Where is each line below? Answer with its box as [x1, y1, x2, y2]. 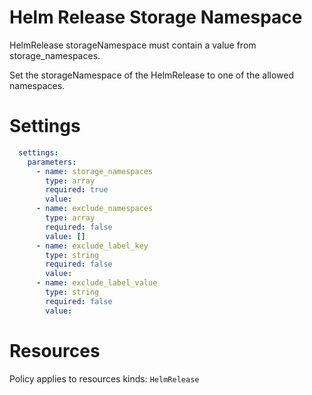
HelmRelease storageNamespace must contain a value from [9, 39, 257, 51]
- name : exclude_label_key [35, 241, 149, 251]
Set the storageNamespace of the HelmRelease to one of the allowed [9, 69, 295, 81]
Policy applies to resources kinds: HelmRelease [9, 372, 200, 385]
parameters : [27, 157, 77, 167]
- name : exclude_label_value [35, 278, 158, 288]
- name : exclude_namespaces [35, 204, 154, 214]
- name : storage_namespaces [35, 166, 154, 176]
